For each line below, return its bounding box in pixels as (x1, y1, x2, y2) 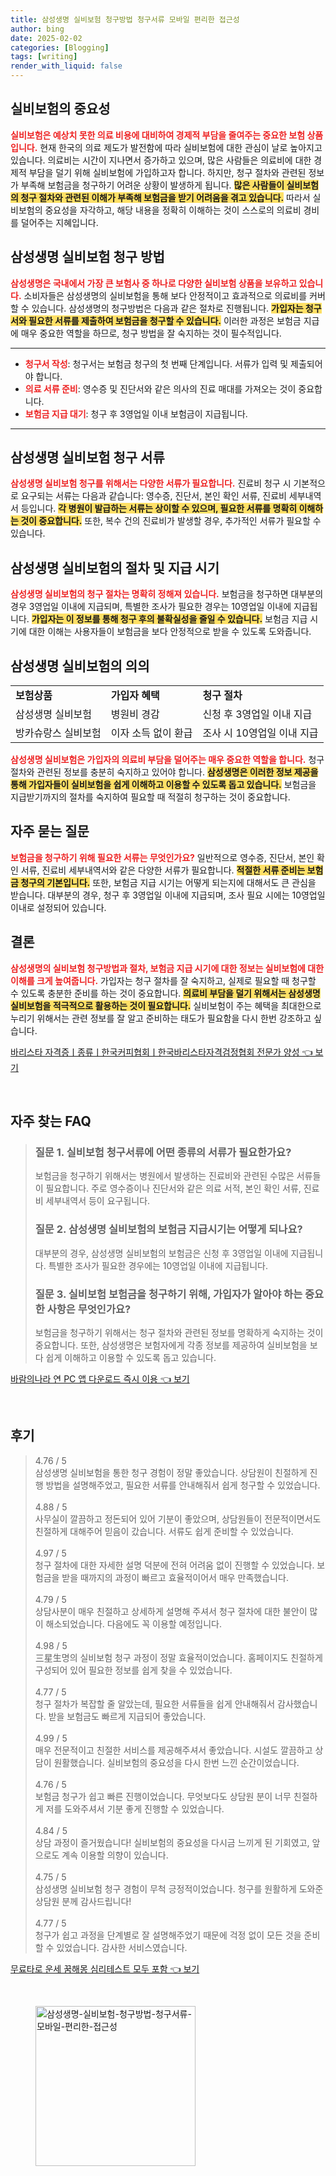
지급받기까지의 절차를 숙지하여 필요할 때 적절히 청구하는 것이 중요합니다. (10, 791, 291, 803)
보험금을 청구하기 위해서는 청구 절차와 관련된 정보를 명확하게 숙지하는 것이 (34, 1326, 324, 1338)
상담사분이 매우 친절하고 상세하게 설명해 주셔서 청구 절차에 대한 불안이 (34, 1605, 308, 1617)
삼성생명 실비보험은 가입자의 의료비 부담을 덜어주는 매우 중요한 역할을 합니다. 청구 (10, 754, 325, 766)
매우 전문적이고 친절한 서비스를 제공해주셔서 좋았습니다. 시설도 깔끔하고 (34, 1744, 313, 1756)
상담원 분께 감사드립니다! (34, 1895, 132, 1907)
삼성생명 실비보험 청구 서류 (10, 449, 165, 466)
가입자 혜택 (110, 689, 160, 703)
